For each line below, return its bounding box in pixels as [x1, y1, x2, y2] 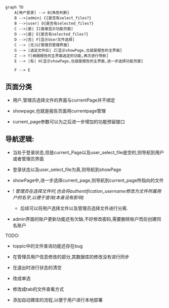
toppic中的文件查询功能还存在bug [12, 243, 83, 249]
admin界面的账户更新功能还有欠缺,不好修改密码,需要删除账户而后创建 [12, 216, 157, 222]
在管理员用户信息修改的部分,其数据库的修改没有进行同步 [12, 254, 130, 260]
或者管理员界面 [12, 155, 44, 162]
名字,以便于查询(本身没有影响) [21, 194, 85, 200]
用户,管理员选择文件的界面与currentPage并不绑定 [12, 97, 115, 103]
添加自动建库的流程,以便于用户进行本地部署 [12, 297, 103, 303]
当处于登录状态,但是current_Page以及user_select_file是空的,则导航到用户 [12, 149, 164, 155]
